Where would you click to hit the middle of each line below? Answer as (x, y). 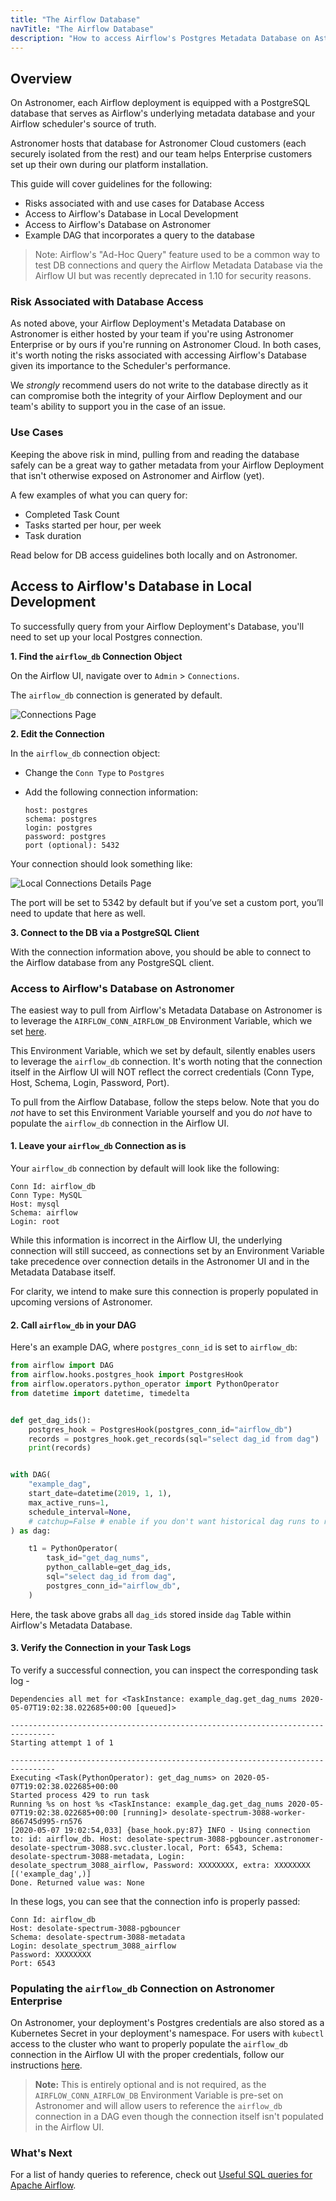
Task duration (53, 535)
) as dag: (31, 1531)
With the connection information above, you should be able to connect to (161, 952)
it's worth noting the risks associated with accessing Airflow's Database (158, 355)
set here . (28, 1031)
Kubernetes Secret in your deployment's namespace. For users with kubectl (167, 2033)
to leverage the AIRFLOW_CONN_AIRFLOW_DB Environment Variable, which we (161, 1020)
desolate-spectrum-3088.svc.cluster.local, (102, 1847)
